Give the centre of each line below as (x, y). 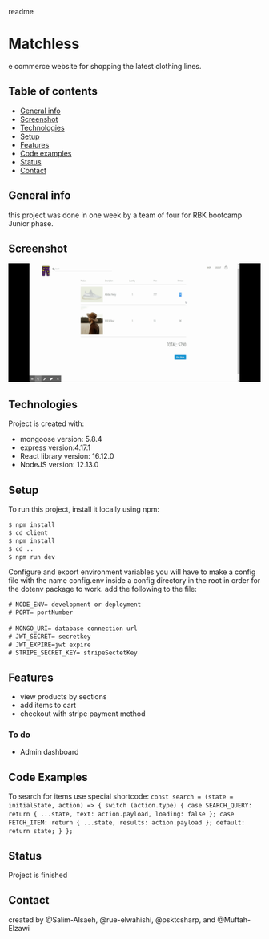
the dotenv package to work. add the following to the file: (103, 589)
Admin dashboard (49, 752)
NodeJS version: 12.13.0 (59, 465)
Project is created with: (46, 423)
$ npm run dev (32, 557)
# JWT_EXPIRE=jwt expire (50, 645)
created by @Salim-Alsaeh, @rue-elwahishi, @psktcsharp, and (112, 919)
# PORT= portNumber (41, 613)
